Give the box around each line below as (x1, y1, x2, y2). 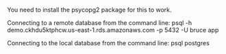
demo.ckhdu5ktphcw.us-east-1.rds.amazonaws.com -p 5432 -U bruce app (7, 26, 219, 34)
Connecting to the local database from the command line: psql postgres (7, 39, 210, 47)
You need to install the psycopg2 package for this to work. (7, 6, 173, 13)
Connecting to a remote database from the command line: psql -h (7, 19, 192, 26)
